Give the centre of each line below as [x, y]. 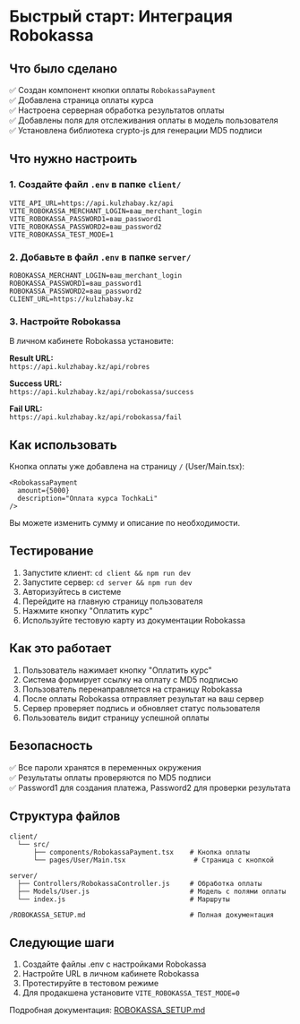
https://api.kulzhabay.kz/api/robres [80, 367]
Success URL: [36, 383]
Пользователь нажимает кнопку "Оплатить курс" [117, 670]
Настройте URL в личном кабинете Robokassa [111, 974]
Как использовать [64, 445]
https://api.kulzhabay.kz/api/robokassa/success [102, 392]
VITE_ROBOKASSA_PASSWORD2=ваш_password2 [86, 227]
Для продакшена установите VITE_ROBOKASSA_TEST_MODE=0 [131, 993]
